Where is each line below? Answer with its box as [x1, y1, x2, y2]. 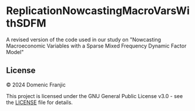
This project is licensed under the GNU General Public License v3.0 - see [6, 92, 183, 99]
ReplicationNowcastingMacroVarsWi [6, 4, 190, 18]
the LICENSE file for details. [6, 99, 73, 106]
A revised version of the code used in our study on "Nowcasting [6, 36, 162, 43]
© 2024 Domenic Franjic [6, 81, 66, 88]
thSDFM [6, 16, 46, 30]
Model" [6, 48, 24, 55]
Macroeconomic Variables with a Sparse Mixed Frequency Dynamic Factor [6, 42, 187, 49]
